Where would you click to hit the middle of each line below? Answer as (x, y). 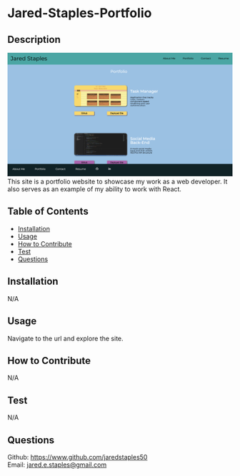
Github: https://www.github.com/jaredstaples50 (77, 457)
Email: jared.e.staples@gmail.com (57, 465)
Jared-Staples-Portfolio (80, 13)
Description (34, 40)
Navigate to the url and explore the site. (65, 338)
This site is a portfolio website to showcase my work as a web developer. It (117, 182)
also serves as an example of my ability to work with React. (95, 189)
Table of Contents (48, 212)
